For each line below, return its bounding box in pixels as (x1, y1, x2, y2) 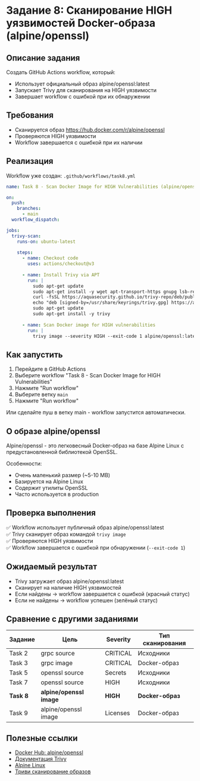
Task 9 (9, 709, 29, 718)
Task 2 (9, 649, 29, 658)
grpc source (40, 649, 75, 658)
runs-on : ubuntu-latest (17, 239, 76, 245)
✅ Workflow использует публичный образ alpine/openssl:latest (6, 524, 164, 531)
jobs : (6, 227, 20, 233)
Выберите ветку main (14, 391, 68, 398)
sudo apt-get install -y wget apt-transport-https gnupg (32, 288, 177, 295)
